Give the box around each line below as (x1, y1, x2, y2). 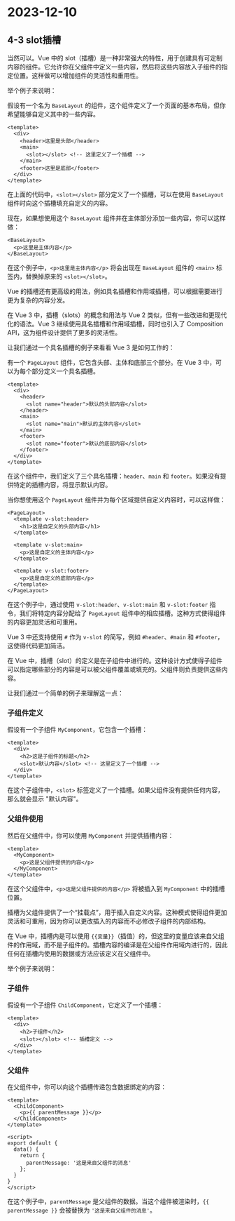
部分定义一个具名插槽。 (31, 367, 99, 375)
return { (20, 1152, 45, 1159)
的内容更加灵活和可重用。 (7, 618, 81, 626)
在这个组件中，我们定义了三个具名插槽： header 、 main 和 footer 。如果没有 (7, 472, 220, 480)
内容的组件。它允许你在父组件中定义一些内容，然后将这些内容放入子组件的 (7, 62, 222, 71)
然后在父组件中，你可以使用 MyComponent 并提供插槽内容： (7, 831, 174, 839)
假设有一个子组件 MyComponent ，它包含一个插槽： (7, 726, 148, 734)
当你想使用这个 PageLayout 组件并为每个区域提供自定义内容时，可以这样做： (7, 495, 226, 504)
